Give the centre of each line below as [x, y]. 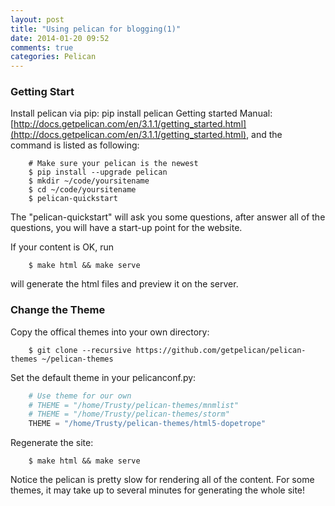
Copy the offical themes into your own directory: [110, 332]
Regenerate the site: [52, 443]
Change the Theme [58, 310]
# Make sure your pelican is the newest [113, 164]
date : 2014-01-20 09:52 [60, 38]
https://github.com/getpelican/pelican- [221, 350]
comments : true [42, 47]
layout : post [37, 19]
